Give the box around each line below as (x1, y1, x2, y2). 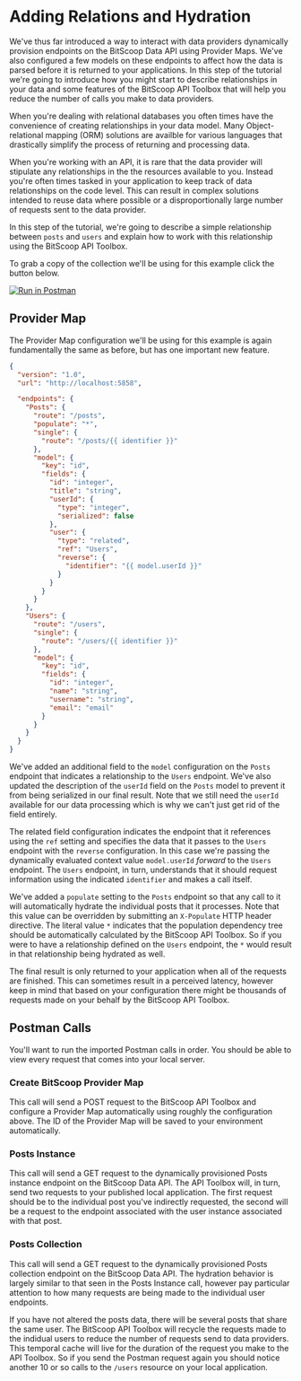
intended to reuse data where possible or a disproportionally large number (9, 195, 284, 205)
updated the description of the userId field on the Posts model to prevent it (9, 781, 286, 791)
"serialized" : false (56, 511, 134, 520)
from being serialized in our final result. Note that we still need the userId (9, 790, 279, 800)
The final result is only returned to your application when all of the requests (9, 966, 287, 976)
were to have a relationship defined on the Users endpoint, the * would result (9, 940, 293, 949)
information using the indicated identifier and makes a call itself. (9, 874, 253, 885)
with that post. (9, 1216, 63, 1227)
